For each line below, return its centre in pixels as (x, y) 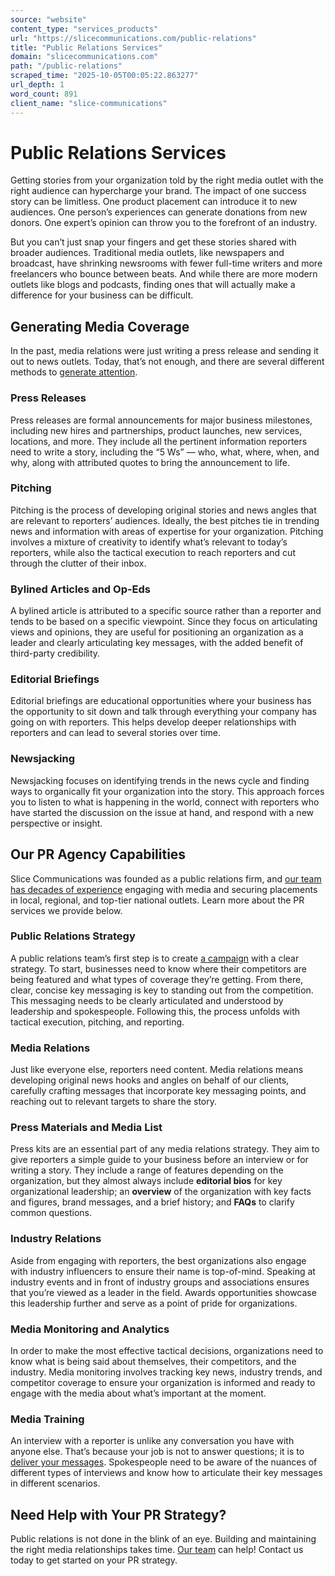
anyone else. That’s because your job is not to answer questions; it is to (157, 1452)
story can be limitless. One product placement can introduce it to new (154, 202)
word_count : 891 (44, 94)
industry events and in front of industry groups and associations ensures (160, 1282)
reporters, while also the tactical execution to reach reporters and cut (153, 552)
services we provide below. (66, 910)
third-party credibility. (55, 653)
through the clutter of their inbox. (78, 563)
